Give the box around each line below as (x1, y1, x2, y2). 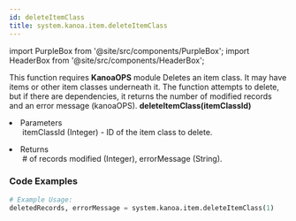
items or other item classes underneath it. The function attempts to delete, (9, 81, 280, 92)
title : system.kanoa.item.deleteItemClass (9, 21, 168, 30)
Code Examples (9, 175, 78, 187)
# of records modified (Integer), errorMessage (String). (21, 153, 223, 164)
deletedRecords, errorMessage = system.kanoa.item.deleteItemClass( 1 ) (9, 203, 275, 212)
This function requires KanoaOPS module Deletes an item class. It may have (9, 72, 287, 82)
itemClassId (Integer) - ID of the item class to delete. (21, 126, 213, 137)
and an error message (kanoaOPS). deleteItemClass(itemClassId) (9, 100, 252, 110)
